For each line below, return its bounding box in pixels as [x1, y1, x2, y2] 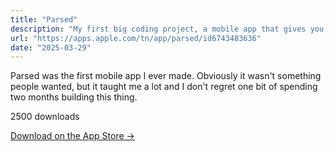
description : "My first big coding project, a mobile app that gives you [10, 24, 325, 34]
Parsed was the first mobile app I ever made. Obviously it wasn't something [10, 70, 322, 82]
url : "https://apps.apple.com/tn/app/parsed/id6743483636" [10, 33, 262, 43]
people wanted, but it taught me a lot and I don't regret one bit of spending [10, 81, 318, 93]
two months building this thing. [10, 91, 138, 103]
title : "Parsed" [10, 14, 78, 25]
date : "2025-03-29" [10, 42, 92, 53]
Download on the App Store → [10, 130, 135, 142]
